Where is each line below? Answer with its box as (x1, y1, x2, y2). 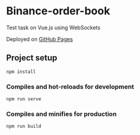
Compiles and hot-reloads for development (6, 82, 135, 91)
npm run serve (6, 96, 42, 102)
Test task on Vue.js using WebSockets (6, 24, 101, 31)
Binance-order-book (6, 4, 111, 18)
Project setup (6, 53, 58, 63)
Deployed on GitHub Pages (6, 35, 73, 42)
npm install (6, 69, 36, 75)
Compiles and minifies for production (6, 109, 117, 118)
